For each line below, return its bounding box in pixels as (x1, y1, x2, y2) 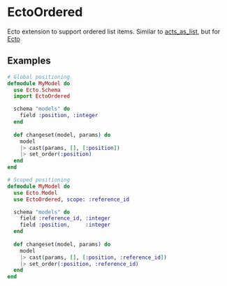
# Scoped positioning (7, 176, 71, 183)
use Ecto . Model (13, 189, 58, 196)
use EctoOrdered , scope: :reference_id (13, 196, 130, 203)
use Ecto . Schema (13, 86, 61, 93)
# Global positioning (7, 73, 71, 80)
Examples (7, 55, 51, 67)
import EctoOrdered (13, 93, 71, 100)
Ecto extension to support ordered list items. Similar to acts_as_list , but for (7, 27, 221, 36)
